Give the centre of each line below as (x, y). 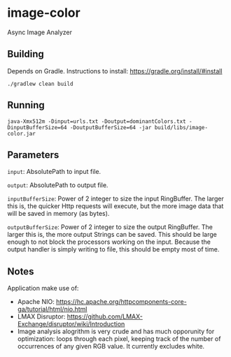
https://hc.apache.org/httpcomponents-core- (121, 302)
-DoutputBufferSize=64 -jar (111, 127)
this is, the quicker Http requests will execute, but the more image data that (115, 206)
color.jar (22, 133)
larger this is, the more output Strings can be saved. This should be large (112, 235)
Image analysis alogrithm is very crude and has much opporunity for (116, 331)
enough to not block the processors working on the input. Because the (109, 242)
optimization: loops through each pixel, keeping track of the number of (119, 339)
